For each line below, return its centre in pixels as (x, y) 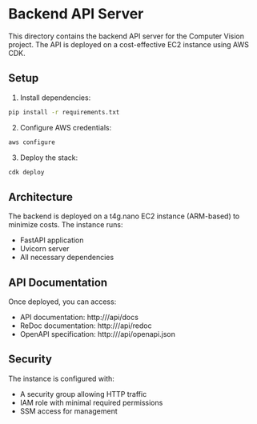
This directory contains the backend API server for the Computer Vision (126, 36)
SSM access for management (68, 411)
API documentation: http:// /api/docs (79, 317)
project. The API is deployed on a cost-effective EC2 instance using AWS (129, 44)
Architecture (41, 197)
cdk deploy (26, 172)
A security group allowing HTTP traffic (83, 394)
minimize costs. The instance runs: (66, 225)
